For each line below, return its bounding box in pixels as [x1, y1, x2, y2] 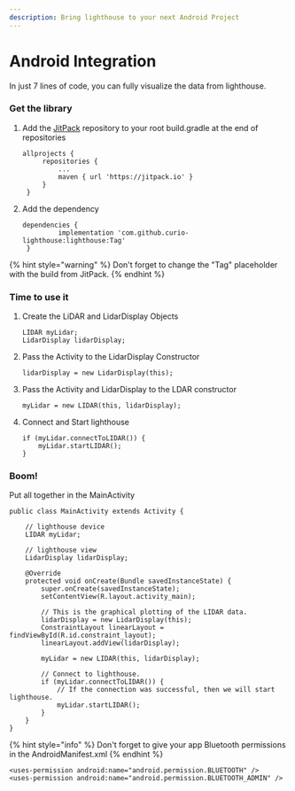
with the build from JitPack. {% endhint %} [9, 268, 166, 279]
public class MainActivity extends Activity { [9, 507, 184, 516]
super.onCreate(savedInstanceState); [41, 585, 180, 593]
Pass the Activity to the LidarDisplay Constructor [21, 352, 200, 362]
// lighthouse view [25, 546, 97, 554]
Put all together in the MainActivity [9, 490, 136, 500]
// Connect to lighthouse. [41, 670, 141, 679]
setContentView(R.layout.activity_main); [41, 593, 197, 601]
